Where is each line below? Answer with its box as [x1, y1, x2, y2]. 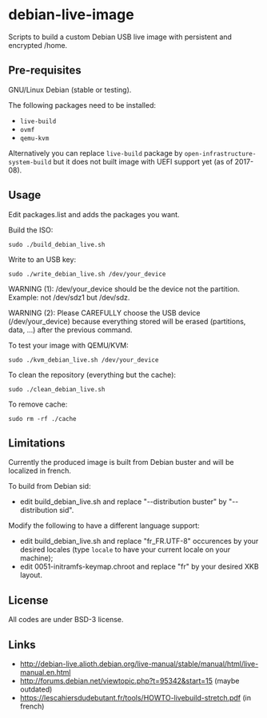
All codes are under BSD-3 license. [8, 615, 124, 625]
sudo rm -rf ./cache [8, 415, 78, 422]
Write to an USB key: [8, 254, 77, 264]
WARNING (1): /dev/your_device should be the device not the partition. [8, 284, 240, 293]
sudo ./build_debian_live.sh [8, 240, 106, 248]
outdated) [19, 684, 53, 694]
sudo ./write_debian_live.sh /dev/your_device [8, 270, 166, 278]
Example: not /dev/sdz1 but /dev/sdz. [8, 292, 130, 302]
